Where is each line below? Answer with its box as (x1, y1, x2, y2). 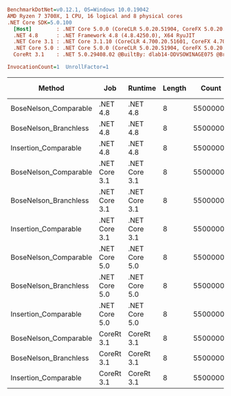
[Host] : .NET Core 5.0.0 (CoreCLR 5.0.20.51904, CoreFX (13, 25, 201, 32)
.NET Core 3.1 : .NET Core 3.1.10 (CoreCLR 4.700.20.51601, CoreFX (13, 39, 211, 45)
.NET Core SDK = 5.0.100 (7, 19, 72, 26)
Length (162, 83, 187, 93)
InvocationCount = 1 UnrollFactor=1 (7, 63, 109, 70)
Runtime (128, 83, 157, 93)
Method (38, 83, 65, 93)
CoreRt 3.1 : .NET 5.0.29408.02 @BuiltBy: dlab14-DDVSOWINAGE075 (13, 51, 214, 59)
